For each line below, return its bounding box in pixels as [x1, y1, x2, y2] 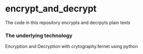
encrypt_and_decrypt [5, 3, 97, 14]
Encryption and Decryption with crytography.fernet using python [5, 43, 138, 49]
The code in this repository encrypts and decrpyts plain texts [5, 19, 131, 25]
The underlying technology [5, 32, 73, 39]
